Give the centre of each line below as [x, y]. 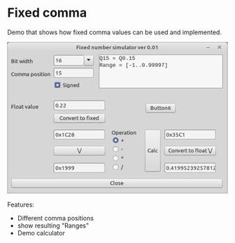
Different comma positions [56, 219]
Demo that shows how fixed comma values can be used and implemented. [115, 32]
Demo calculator [41, 233]
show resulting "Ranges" [53, 226]
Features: [21, 205]
